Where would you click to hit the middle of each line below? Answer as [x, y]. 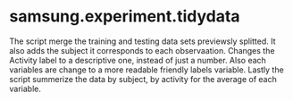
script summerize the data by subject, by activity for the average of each [143, 79]
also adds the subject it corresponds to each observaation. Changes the [142, 50]
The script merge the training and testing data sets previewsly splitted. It [142, 41]
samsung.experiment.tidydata [125, 17]
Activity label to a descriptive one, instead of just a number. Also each [138, 60]
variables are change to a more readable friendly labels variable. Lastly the [146, 70]
